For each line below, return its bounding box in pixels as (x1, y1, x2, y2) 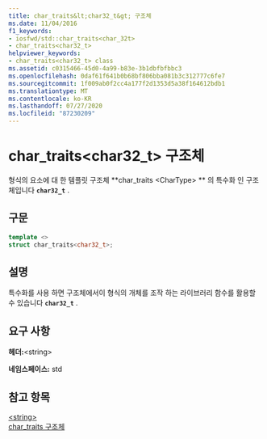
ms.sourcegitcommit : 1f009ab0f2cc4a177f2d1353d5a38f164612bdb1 (8, 79, 226, 87)
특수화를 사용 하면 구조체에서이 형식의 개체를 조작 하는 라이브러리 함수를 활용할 (8, 288, 257, 298)
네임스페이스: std (8, 365, 63, 374)
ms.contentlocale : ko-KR (8, 95, 92, 103)
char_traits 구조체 (8, 421, 65, 431)
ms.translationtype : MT (8, 87, 89, 95)
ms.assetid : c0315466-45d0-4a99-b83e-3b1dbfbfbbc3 (8, 65, 182, 73)
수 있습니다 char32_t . (8, 298, 78, 308)
